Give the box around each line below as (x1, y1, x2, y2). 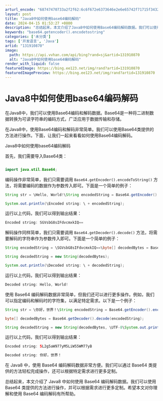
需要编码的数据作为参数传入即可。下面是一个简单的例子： (17, 182, 132, 188)
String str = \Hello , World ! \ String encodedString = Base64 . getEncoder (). (5, 192, 160, 197)
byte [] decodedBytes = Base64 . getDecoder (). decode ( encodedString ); (5, 316, 145, 321)
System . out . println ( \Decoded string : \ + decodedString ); (5, 263, 125, 268)
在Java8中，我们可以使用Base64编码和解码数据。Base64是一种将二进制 (5, 110, 150, 116)
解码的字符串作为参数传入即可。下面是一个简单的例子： (9, 236, 120, 241)
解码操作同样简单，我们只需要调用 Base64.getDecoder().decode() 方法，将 (5, 230, 154, 236)
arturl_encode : (5, 7, 36, 12)
